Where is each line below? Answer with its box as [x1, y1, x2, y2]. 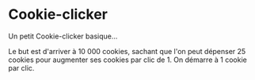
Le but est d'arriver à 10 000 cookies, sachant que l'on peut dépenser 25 [8, 46, 246, 56]
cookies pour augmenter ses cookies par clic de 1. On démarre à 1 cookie [8, 55, 247, 64]
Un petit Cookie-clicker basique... [8, 31, 118, 41]
